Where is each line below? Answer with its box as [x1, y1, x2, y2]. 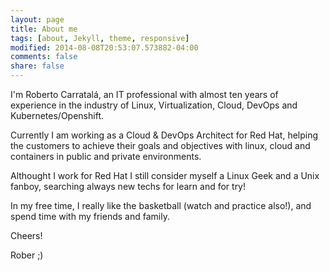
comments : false [10, 52, 78, 62]
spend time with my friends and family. [10, 211, 170, 222]
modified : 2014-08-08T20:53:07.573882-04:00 [10, 42, 199, 53]
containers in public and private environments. [10, 151, 202, 162]
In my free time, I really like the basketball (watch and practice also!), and [10, 200, 312, 211]
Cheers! [10, 230, 43, 241]
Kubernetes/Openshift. [10, 110, 104, 121]
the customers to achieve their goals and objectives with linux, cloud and [10, 140, 311, 151]
